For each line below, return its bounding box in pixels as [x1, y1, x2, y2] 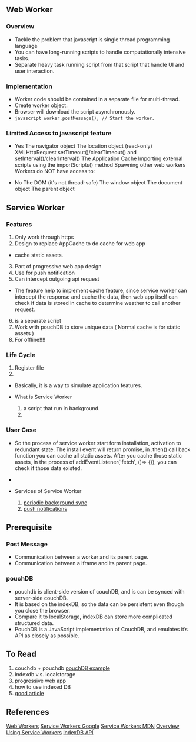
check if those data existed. [14, 464, 82, 472]
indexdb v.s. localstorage [14, 671, 76, 678]
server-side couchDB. [14, 594, 68, 601]
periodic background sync [23, 499, 87, 506]
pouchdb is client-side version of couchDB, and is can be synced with [14, 588, 185, 595]
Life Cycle [6, 351, 36, 359]
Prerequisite [6, 522, 52, 532]
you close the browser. [14, 607, 71, 614]
